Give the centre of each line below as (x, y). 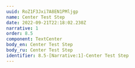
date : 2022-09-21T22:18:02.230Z (46, 22)
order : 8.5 (20, 34)
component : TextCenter (34, 39)
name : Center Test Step (36, 17)
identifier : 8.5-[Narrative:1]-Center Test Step (67, 56)
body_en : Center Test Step (40, 45)
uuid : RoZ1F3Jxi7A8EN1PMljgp (42, 12)
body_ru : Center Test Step (40, 50)
